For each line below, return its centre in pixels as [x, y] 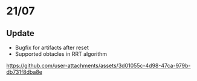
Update [21, 33]
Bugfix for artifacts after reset [52, 47]
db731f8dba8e [24, 72]
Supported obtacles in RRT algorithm [61, 54]
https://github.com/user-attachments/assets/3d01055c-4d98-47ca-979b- [99, 65]
